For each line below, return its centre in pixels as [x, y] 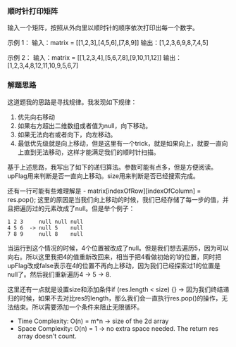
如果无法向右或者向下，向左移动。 [67, 134]
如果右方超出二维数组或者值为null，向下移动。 [85, 125]
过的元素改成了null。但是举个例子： [83, 208]
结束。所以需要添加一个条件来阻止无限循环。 [78, 307]
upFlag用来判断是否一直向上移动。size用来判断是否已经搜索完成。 [103, 176]
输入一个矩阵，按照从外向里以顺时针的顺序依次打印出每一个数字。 [103, 28]
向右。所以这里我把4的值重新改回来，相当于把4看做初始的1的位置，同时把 [114, 257]
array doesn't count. [47, 336]
